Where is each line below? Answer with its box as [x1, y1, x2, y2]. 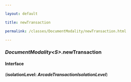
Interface [5, 61, 24, 67]
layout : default [5, 11, 38, 16]
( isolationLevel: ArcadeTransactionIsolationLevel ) [5, 71, 108, 77]
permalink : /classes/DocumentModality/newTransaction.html [5, 28, 127, 34]
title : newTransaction [5, 20, 51, 25]
